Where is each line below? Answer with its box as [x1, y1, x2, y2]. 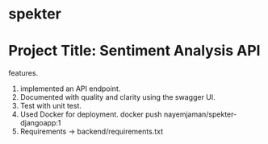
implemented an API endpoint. [19, 84, 121, 93]
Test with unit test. [19, 101, 82, 111]
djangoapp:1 [19, 118, 61, 128]
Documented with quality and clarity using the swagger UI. [19, 93, 216, 102]
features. [8, 68, 39, 78]
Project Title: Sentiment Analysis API [8, 42, 261, 60]
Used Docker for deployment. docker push [19, 109, 163, 119]
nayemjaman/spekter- [163, 109, 237, 119]
